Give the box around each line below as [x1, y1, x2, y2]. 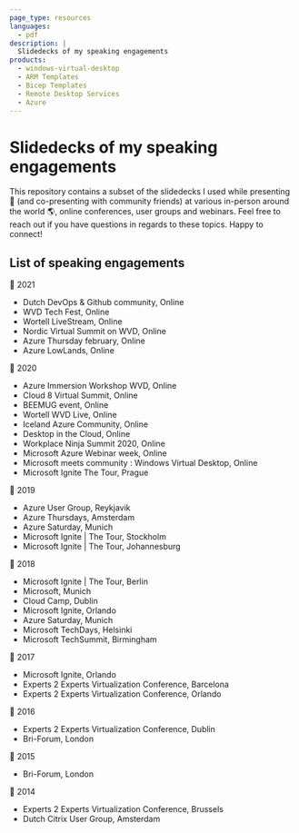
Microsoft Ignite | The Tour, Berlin [22, 576, 148, 587]
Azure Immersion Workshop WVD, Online [22, 381, 177, 392]
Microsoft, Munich [22, 586, 92, 597]
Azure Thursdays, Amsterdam [22, 512, 135, 523]
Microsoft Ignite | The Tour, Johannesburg [22, 541, 181, 552]
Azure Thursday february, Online [22, 335, 145, 346]
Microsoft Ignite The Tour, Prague [22, 467, 149, 478]
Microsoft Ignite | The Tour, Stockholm [22, 531, 166, 542]
